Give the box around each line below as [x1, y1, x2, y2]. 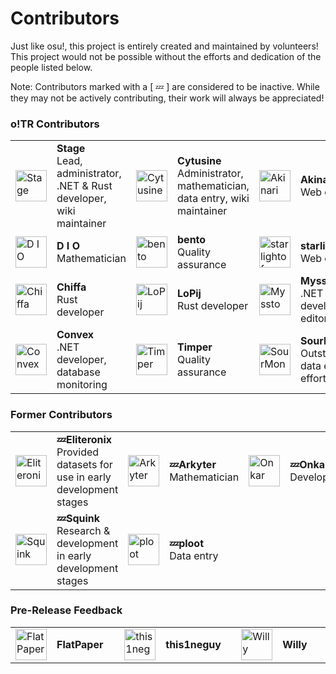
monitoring [56, 378, 108, 392]
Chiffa [56, 280, 87, 294]
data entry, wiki [177, 192, 250, 206]
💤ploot [169, 536, 205, 550]
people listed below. [10, 61, 93, 73]
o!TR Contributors [10, 117, 100, 131]
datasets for [56, 457, 113, 471]
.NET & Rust [56, 179, 113, 193]
